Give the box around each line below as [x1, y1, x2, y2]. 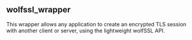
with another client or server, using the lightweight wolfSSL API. [6, 27, 165, 34]
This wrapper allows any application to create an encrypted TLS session [6, 20, 187, 27]
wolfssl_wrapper [6, 5, 71, 15]
